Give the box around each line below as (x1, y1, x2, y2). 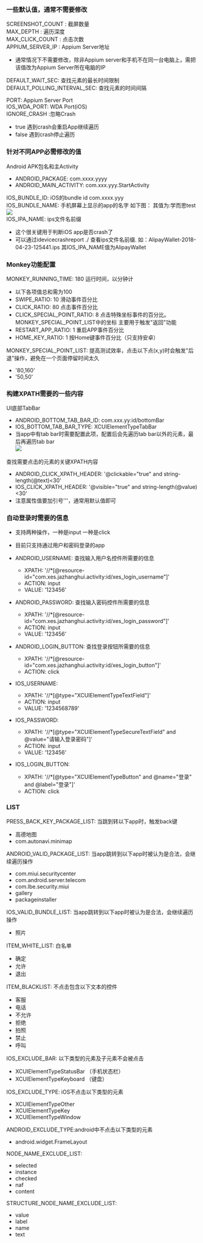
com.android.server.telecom (15, 876, 86, 883)
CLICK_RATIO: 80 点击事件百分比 (15, 303, 98, 310)
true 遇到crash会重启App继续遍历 (15, 123, 99, 130)
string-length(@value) (142, 483, 198, 491)
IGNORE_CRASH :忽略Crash (6, 110, 76, 118)
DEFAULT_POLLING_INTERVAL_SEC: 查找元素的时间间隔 (6, 84, 147, 92)
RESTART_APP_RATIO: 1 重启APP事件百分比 (15, 326, 125, 333)
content (15, 1188, 35, 1195)
